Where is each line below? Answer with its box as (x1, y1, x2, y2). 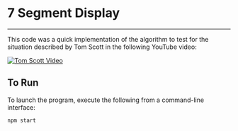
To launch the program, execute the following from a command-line (7, 96, 204, 104)
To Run (7, 76, 39, 89)
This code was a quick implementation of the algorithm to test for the (7, 35, 209, 43)
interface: (7, 103, 35, 111)
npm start (7, 117, 37, 124)
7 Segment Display (7, 5, 120, 21)
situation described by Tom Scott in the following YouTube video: (7, 42, 197, 51)
